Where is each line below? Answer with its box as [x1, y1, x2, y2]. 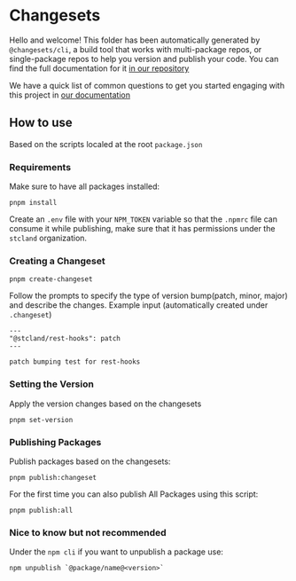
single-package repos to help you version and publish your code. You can [9, 53, 279, 64]
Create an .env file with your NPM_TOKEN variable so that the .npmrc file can [9, 214, 277, 224]
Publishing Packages [9, 436, 102, 448]
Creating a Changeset [9, 255, 105, 267]
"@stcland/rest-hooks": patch [9, 334, 121, 343]
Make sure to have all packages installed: [9, 181, 160, 192]
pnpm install [9, 199, 58, 208]
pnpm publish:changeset [9, 473, 97, 482]
